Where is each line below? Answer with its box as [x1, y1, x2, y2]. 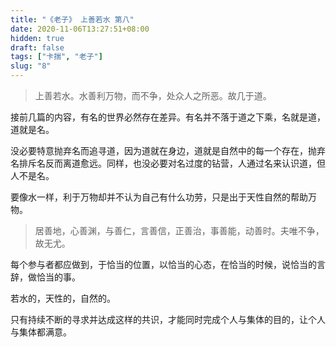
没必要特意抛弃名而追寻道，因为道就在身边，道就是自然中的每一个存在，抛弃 [10, 145, 326, 156]
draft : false [10, 42, 65, 53]
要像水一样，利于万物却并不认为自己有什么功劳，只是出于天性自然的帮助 [10, 191, 308, 203]
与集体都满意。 [10, 326, 72, 338]
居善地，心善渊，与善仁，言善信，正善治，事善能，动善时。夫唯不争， [34, 225, 325, 236]
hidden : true [10, 33, 65, 43]
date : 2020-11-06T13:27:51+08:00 [10, 24, 150, 34]
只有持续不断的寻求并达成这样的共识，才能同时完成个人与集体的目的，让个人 [10, 314, 326, 325]
